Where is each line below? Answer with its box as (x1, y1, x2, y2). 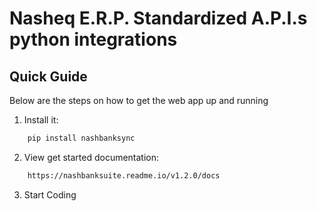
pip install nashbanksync (27, 133, 136, 143)
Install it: (23, 114, 59, 126)
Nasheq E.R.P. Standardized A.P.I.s (9, 7, 308, 30)
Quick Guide (9, 68, 88, 85)
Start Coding (23, 188, 77, 201)
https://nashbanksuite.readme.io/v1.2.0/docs (27, 170, 221, 181)
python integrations (9, 28, 178, 51)
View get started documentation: (23, 151, 160, 163)
